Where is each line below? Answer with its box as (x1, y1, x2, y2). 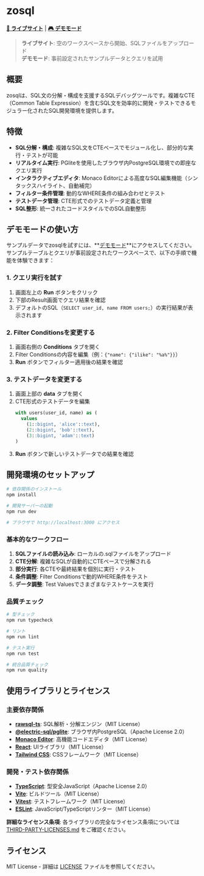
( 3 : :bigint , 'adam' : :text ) (26, 432, 95, 439)
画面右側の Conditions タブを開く (15, 343, 100, 351)
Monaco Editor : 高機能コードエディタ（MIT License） (15, 735, 151, 742)
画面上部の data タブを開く (15, 390, 83, 397)
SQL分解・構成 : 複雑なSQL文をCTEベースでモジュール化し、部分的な (15, 144, 189, 151)
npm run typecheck (6, 617, 53, 624)
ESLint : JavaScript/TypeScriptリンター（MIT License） (15, 805, 154, 813)
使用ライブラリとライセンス (6, 685, 111, 696)
